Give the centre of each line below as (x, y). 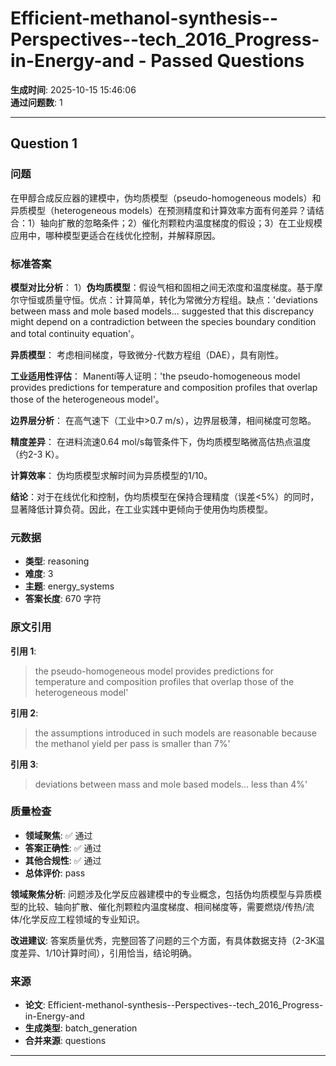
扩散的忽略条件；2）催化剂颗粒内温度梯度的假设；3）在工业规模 (190, 223)
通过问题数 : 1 (36, 102)
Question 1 (44, 143)
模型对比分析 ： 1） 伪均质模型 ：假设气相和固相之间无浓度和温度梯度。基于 (162, 287)
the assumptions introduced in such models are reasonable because (175, 733)
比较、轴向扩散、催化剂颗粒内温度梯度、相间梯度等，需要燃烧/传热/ (167, 906)
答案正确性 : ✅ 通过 (63, 848)
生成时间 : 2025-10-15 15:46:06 (73, 89)
